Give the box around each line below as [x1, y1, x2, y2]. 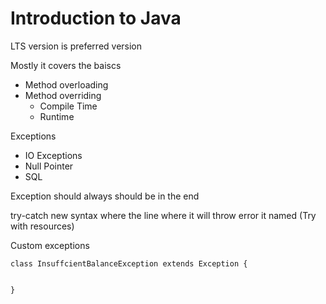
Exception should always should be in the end [10, 190, 200, 202]
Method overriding [24, 89, 102, 101]
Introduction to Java [10, 7, 182, 30]
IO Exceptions [24, 149, 83, 161]
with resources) [10, 220, 75, 232]
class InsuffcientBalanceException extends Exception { [10, 258, 248, 269]
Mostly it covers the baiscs [10, 59, 122, 71]
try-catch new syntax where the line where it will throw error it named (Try [10, 209, 317, 221]
